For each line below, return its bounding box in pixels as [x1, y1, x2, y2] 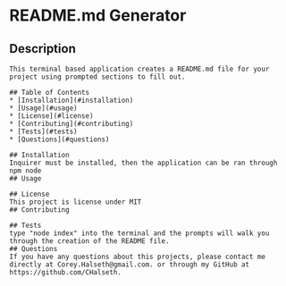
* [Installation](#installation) [9, 96, 134, 105]
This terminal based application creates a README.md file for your [9, 64, 270, 73]
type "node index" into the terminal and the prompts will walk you [9, 229, 270, 238]
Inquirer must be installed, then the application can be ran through [9, 158, 278, 167]
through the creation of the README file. [9, 237, 170, 246]
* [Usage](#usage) [9, 104, 78, 113]
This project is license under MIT [9, 198, 142, 206]
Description [9, 41, 76, 56]
